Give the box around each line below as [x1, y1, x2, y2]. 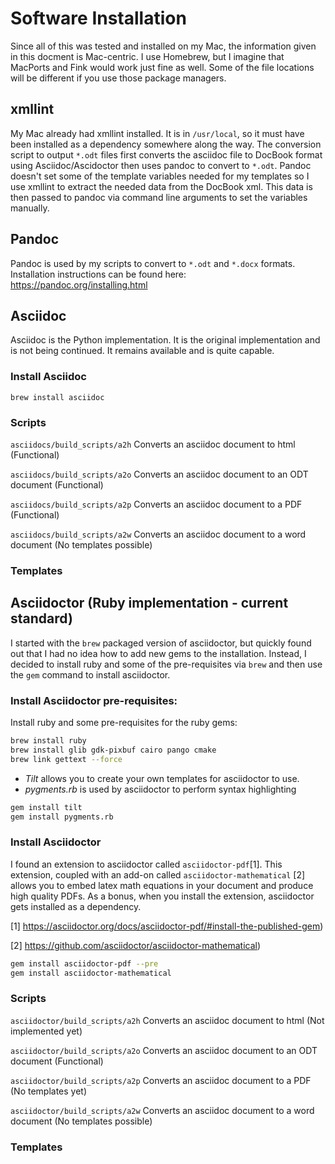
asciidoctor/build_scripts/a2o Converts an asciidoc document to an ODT [10, 1044, 318, 1056]
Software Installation [10, 7, 187, 30]
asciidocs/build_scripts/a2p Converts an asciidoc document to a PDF [10, 498, 303, 510]
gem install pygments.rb [10, 812, 114, 822]
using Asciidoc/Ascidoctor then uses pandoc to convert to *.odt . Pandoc [10, 159, 312, 171]
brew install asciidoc [10, 392, 105, 402]
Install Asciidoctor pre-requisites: [10, 693, 178, 707]
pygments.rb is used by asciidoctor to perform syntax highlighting [24, 783, 297, 795]
